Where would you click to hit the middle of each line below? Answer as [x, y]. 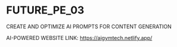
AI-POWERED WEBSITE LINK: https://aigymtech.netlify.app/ [79, 38]
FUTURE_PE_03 [45, 10]
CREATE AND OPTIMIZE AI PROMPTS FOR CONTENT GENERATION [89, 26]
